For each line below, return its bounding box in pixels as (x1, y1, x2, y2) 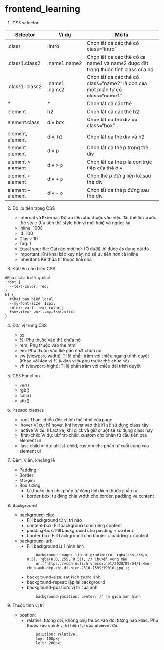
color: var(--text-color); (9, 305, 64, 310)
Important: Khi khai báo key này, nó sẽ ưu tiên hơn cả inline (19, 251, 138, 257)
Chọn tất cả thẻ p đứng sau (87, 186, 149, 193)
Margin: (19, 477, 35, 483)
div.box (47, 119, 64, 126)
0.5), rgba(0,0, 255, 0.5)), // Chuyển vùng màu (26, 557, 128, 562)
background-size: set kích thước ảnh (26, 574, 101, 580)
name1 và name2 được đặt (87, 60, 149, 67)
